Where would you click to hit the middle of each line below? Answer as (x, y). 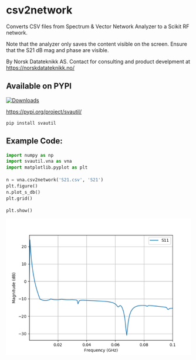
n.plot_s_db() (23, 192)
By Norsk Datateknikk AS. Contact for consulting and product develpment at (98, 61)
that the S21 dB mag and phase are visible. (58, 50)
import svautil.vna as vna (39, 162)
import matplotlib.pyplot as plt (47, 167)
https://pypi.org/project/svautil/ (44, 111)
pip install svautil (31, 123)
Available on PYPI (39, 86)
